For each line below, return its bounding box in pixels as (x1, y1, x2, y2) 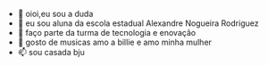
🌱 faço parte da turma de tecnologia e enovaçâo (17, 28, 197, 37)
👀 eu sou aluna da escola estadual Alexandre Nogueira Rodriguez (17, 18, 259, 29)
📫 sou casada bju (17, 47, 85, 57)
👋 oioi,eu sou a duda (17, 9, 94, 19)
